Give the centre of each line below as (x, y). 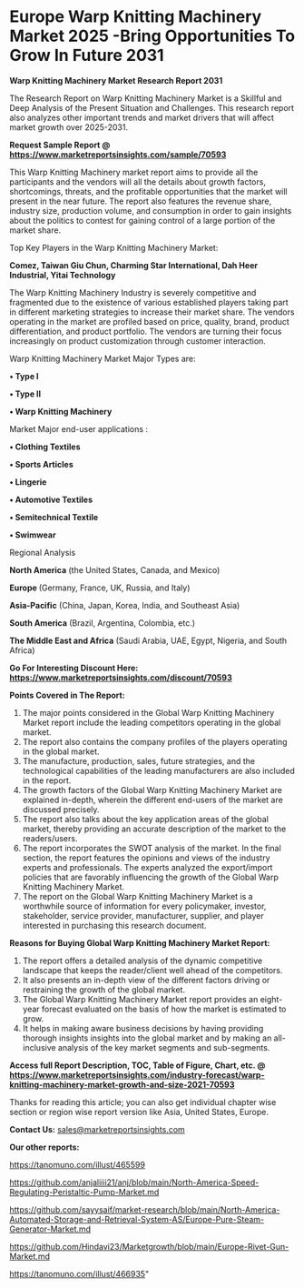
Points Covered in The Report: (67, 695)
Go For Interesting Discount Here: (74, 668)
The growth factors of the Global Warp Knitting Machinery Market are (152, 790)
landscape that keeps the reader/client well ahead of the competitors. (152, 970)
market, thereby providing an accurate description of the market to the (154, 829)
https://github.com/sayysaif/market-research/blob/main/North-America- (145, 1209)
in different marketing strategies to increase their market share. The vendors (152, 312)
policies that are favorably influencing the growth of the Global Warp (150, 877)
